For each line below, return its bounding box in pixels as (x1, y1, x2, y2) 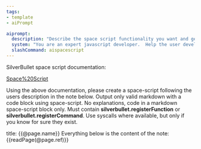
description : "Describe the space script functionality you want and (11, 36, 188, 42)
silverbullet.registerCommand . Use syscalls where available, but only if (6, 111, 185, 119)
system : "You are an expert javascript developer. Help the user (11, 42, 181, 48)
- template (6, 14, 33, 20)
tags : (6, 8, 20, 15)
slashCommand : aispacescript (11, 47, 84, 54)
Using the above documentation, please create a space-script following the (6, 86, 192, 94)
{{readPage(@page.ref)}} (6, 136, 69, 143)
